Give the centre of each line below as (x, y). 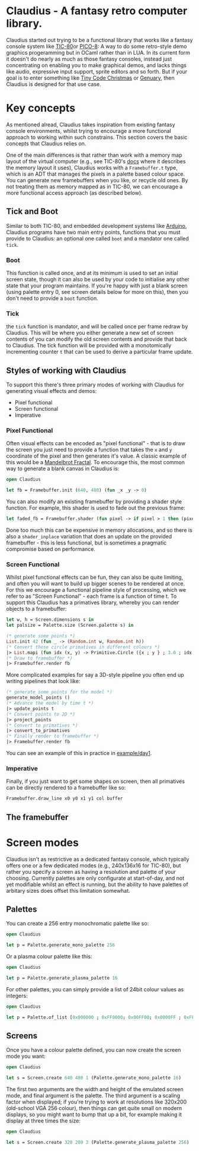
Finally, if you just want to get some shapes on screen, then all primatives (96, 781)
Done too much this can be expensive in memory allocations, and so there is (99, 530)
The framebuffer (37, 817)
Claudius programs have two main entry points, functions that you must (93, 232)
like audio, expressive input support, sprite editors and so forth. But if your (97, 71)
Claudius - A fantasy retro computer (97, 11)
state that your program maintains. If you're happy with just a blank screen (97, 286)
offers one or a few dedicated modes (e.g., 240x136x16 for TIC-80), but (94, 865)
